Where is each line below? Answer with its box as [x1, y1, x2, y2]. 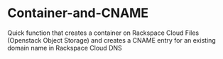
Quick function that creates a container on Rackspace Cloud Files [7, 28, 200, 37]
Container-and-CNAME [7, 5, 149, 21]
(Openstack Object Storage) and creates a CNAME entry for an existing [7, 36, 217, 44]
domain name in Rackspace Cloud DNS [7, 43, 122, 52]
